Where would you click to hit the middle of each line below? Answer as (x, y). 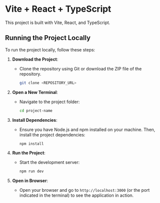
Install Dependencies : (35, 120)
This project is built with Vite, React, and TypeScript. (58, 23)
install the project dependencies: (52, 135)
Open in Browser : (30, 181)
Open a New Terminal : (35, 92)
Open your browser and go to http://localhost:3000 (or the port (84, 190)
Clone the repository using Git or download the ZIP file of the (80, 68)
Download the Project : (35, 59)
